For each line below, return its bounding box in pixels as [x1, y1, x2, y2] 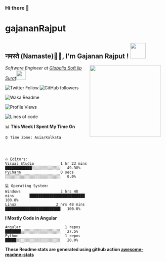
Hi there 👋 [5, 4, 30, 11]
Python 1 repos [5, 233, 81, 238]
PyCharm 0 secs [5, 170, 74, 175]
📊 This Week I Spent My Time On [5, 124, 75, 130]
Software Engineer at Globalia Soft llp [5, 65, 82, 71]
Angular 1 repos [5, 224, 81, 230]
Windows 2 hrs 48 [5, 189, 79, 194]
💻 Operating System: [5, 183, 49, 188]
